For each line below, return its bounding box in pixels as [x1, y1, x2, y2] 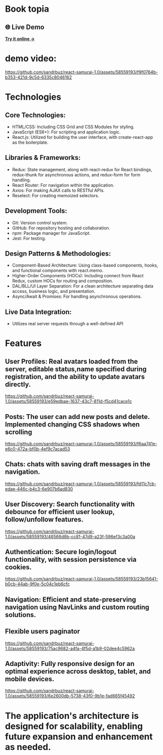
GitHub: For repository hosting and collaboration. [12, 225, 110, 231]
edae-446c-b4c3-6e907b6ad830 [5, 486, 73, 492]
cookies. [5, 563, 32, 572]
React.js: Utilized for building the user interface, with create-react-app [12, 134, 153, 140]
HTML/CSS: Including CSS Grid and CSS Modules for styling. [12, 124, 135, 130]
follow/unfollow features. [5, 515, 84, 524]
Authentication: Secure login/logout [5, 548, 117, 556]
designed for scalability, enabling [5, 720, 143, 732]
